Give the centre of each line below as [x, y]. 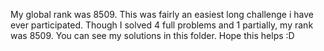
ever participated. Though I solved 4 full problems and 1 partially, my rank [162, 25]
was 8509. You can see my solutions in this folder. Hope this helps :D [152, 35]
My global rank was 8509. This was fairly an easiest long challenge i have [162, 14]
